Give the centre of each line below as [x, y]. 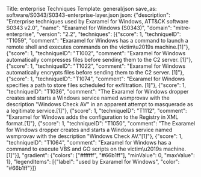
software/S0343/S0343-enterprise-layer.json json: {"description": [88, 15]
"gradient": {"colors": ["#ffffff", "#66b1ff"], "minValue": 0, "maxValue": [109, 155]
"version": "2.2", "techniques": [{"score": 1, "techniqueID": [109, 34]
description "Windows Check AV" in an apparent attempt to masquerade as [100, 104]
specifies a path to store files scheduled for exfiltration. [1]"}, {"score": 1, [96, 85]
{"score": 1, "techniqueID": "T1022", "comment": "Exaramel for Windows [96, 66]
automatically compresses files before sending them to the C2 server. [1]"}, [99, 60]
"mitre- [182, 28]
